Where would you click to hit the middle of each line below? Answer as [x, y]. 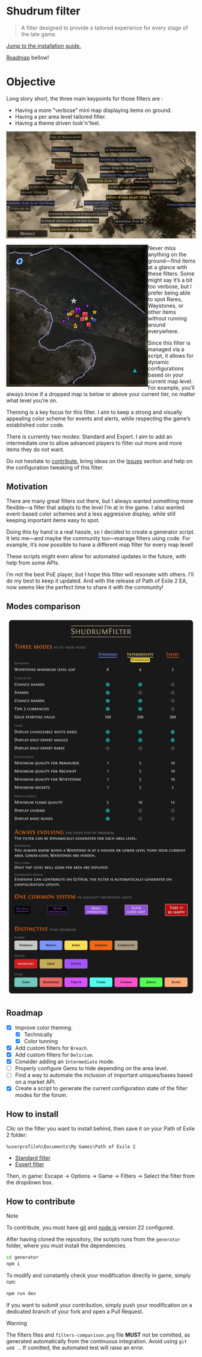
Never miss [162, 248]
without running [168, 319]
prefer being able [169, 293]
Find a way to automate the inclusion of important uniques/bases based [104, 1075]
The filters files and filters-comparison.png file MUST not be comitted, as [98, 1335]
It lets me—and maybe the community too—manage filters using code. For [98, 538]
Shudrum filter [43, 11]
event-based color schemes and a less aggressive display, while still [91, 514]
